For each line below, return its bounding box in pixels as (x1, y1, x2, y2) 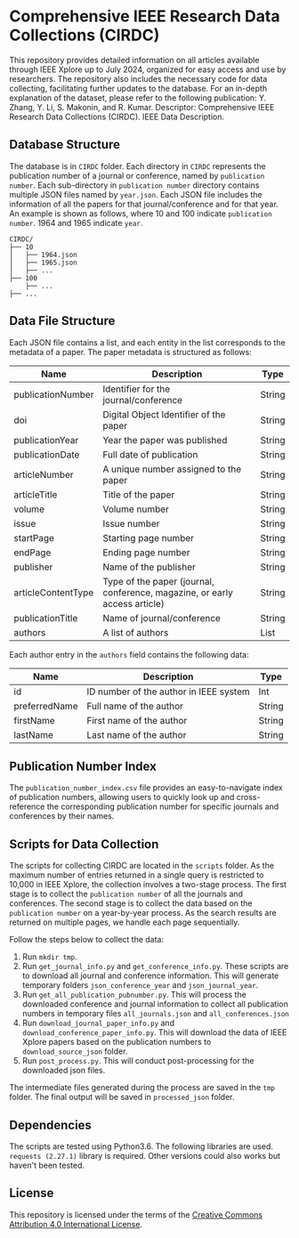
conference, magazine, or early (101, 586, 233, 598)
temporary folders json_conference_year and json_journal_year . (21, 980, 259, 991)
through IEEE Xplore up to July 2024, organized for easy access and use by (9, 64, 287, 75)
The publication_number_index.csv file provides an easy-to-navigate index (9, 782, 283, 793)
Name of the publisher (101, 561, 196, 573)
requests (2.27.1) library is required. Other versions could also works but (9, 1151, 281, 1161)
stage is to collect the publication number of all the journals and (9, 888, 243, 900)
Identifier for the (101, 383, 171, 395)
